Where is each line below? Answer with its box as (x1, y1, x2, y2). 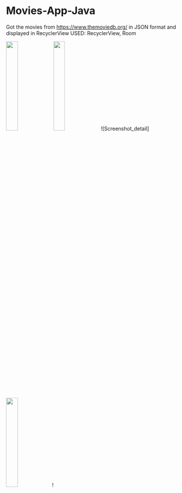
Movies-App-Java (6, 4, 96, 18)
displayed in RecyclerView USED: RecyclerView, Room (6, 29, 136, 36)
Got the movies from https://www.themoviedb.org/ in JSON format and (6, 23, 176, 30)
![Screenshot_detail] (100, 125, 149, 132)
